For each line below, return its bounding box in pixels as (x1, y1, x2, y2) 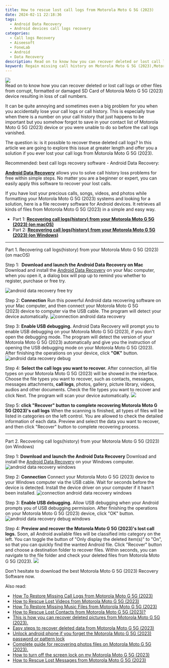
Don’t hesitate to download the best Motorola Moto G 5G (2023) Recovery (5, 568, 158, 574)
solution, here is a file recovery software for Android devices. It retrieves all (5, 201, 161, 207)
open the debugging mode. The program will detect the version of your (5, 334, 152, 340)
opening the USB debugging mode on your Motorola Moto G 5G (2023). (5, 345, 154, 351)
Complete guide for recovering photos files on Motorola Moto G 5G (12, 641, 152, 647)
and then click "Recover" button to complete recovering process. (5, 424, 140, 430)
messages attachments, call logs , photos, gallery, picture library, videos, (5, 381, 156, 387)
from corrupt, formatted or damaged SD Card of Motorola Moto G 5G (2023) (5, 88, 163, 94)
